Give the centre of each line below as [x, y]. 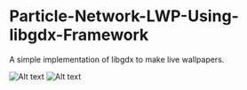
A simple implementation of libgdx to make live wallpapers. [117, 59]
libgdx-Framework [79, 35]
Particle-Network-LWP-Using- [124, 16]
